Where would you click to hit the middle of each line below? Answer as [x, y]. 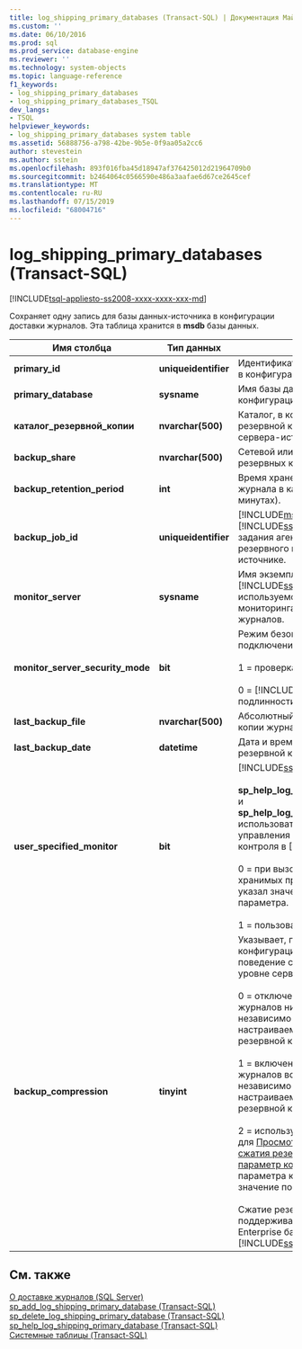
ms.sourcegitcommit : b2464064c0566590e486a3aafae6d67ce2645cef [130, 176]
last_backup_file [50, 721]
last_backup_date [53, 747]
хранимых [260, 880]
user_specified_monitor [66, 846]
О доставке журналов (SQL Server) [76, 1297]
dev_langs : [30, 110]
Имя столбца [82, 347]
